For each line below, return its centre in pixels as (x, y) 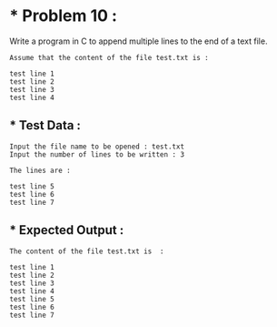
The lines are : (40, 170)
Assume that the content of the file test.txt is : (109, 57)
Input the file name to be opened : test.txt (97, 147)
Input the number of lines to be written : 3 (97, 154)
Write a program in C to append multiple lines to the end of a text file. (138, 41)
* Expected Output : (67, 230)
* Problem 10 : (64, 16)
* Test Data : (45, 125)
